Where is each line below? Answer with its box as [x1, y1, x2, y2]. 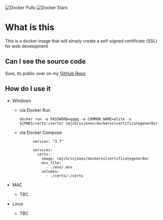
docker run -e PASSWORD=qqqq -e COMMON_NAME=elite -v [19, 117, 132, 122]
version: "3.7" [32, 139, 64, 144]
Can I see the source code [5, 57, 86, 66]
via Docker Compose [19, 129, 62, 135]
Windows [12, 98, 31, 103]
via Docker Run [19, 107, 50, 113]
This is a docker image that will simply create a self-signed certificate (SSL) [5, 38, 158, 44]
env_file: [41, 160, 62, 165]
